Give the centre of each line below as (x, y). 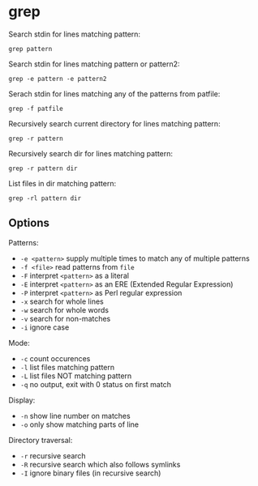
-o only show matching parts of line (80, 424)
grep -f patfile (36, 109)
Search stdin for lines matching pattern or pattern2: (94, 64)
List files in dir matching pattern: (62, 183)
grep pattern (30, 49)
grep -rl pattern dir (45, 198)
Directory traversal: (41, 440)
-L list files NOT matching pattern (76, 376)
